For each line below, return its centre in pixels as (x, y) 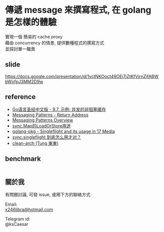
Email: (11, 204)
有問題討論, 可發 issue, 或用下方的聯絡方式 (48, 195)
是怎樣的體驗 (31, 22)
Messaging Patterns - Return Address (50, 115)
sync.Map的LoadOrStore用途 (41, 126)
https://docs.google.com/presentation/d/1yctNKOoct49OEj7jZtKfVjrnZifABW (82, 76)
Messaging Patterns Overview (43, 120)
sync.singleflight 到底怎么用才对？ (47, 137)
